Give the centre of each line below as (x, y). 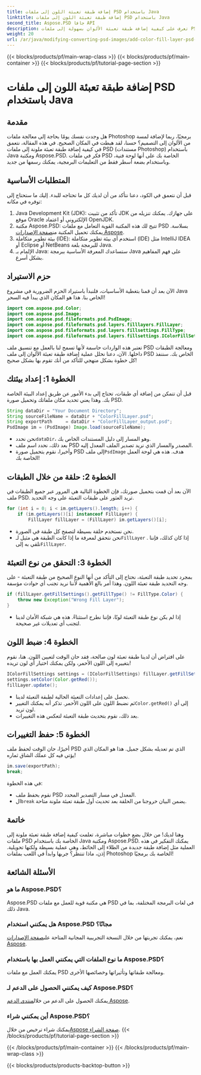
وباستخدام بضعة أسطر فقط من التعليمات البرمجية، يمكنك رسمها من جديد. (89, 162)
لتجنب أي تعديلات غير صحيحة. (48, 623)
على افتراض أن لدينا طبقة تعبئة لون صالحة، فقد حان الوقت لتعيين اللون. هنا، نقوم (96, 656)
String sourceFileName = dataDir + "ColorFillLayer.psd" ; (80, 416)
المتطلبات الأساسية (38, 181)
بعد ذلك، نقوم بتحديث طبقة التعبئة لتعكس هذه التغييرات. (77, 716)
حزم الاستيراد (29, 276)
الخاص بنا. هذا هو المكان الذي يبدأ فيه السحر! (56, 297)
